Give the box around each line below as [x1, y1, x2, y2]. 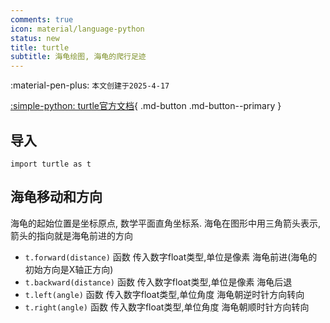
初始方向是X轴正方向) [24, 263, 114, 275]
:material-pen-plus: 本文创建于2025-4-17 [10, 79, 170, 91]
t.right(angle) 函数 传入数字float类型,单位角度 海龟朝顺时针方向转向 [24, 301, 310, 313]
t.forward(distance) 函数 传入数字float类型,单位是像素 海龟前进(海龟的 [24, 251, 318, 263]
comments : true [10, 14, 74, 25]
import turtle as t [10, 159, 92, 169]
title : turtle [10, 42, 70, 53]
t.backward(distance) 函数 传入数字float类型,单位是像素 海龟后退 [24, 276, 293, 288]
